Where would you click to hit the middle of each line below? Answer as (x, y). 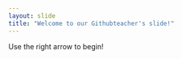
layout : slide (32, 16)
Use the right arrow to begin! (56, 46)
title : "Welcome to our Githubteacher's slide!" (91, 23)
